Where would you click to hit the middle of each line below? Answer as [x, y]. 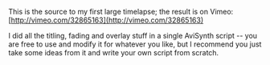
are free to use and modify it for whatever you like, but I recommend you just [135, 44]
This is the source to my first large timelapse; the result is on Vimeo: [121, 12]
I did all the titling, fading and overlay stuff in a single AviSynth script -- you [133, 36]
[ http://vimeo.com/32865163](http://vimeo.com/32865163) [106, 20]
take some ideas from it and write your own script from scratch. [114, 53]
